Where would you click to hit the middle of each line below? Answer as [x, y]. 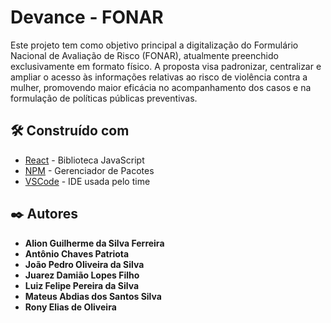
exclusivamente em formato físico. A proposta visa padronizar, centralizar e [166, 66]
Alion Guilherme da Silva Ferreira [94, 243]
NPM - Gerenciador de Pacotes [89, 170]
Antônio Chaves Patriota [77, 253]
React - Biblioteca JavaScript [84, 160]
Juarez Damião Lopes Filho [82, 275]
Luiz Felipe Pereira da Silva [82, 285]
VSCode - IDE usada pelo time [87, 181]
